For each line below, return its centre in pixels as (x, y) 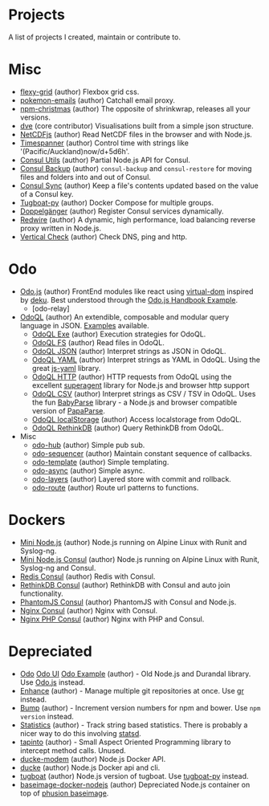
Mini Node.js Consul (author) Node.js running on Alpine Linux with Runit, (139, 559)
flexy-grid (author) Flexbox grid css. (79, 92)
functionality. (41, 593)
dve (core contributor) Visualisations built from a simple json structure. (137, 125)
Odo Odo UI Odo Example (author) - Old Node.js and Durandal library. (135, 674)
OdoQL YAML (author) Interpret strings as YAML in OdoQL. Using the (146, 360)
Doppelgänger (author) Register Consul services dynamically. (122, 211)
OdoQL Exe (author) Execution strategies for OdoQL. (119, 334)
